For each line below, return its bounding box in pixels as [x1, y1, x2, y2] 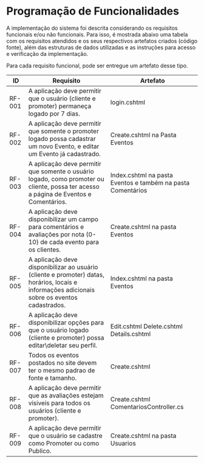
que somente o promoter [28, 126, 99, 135]
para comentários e [28, 222, 84, 231]
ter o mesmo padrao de [28, 366, 95, 374]
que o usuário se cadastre [28, 431, 103, 440]
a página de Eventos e [28, 190, 92, 198]
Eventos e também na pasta [110, 178, 190, 187]
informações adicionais [28, 286, 95, 294]
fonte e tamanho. [28, 374, 77, 382]
